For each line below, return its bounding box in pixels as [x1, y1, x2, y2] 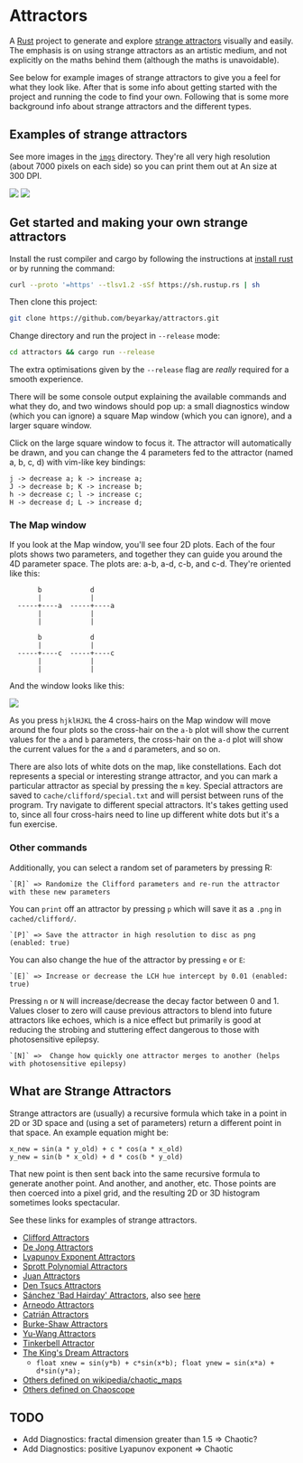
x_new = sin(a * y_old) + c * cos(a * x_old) [9, 1144, 183, 1153]
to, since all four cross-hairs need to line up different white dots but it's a [9, 810, 280, 821]
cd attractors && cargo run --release [9, 348, 155, 357]
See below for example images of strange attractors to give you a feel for [9, 71, 281, 82]
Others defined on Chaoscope [22, 1383, 135, 1394]
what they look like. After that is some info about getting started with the [9, 81, 278, 92]
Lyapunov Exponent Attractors [22, 1251, 135, 1261]
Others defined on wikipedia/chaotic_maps [22, 1374, 182, 1385]
